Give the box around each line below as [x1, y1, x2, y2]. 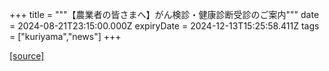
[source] [9, 50, 45, 62]
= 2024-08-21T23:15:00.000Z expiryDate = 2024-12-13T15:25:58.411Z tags [9, 20, 320, 32]
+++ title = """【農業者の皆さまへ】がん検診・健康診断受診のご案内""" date [9, 9, 320, 20]
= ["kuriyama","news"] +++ [9, 31, 122, 42]
